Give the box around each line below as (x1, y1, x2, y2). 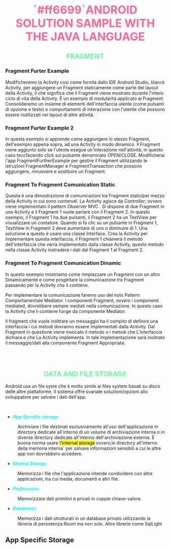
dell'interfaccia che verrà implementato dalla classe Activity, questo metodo (5, 242, 164, 248)
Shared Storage (12, 461, 47, 467)
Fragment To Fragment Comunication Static (5, 181, 116, 188)
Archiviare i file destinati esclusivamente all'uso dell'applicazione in (17, 424, 158, 430)
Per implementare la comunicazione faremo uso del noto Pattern (5, 292, 140, 298)
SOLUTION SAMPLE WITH (15, 16, 155, 30)
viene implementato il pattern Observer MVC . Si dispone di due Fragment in (5, 203, 165, 210)
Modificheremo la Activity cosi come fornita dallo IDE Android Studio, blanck (5, 79, 165, 85)
